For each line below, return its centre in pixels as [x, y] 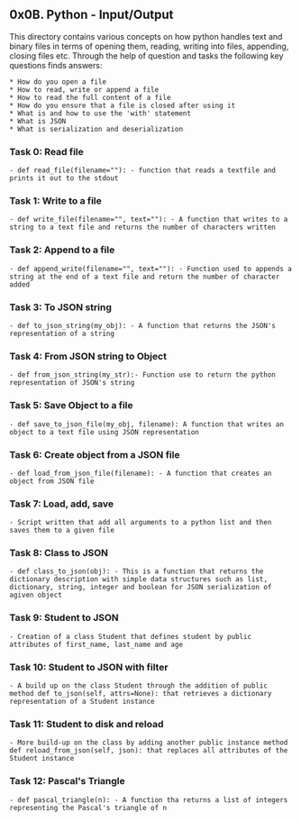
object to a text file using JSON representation [105, 432]
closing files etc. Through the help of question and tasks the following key [146, 55]
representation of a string [62, 333]
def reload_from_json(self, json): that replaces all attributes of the [149, 751]
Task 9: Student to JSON [64, 618]
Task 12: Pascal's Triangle [68, 781]
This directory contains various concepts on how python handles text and [146, 36]
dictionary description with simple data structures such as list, [139, 579]
